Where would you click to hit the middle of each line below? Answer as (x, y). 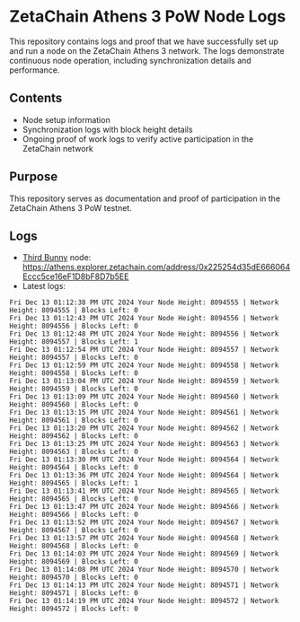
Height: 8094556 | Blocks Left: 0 (74, 326)
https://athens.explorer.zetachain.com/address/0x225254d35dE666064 (156, 267)
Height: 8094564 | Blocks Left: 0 (74, 468)
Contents (36, 98)
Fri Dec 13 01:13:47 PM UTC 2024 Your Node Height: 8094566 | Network (144, 507)
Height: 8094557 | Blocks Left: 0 (74, 358)
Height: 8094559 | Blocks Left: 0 (74, 389)
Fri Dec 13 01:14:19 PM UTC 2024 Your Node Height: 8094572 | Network (144, 601)
